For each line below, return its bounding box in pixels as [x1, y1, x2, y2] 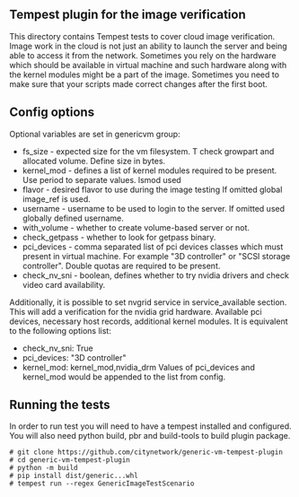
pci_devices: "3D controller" [22, 352, 128, 362]
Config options [9, 105, 95, 120]
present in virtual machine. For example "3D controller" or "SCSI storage [22, 250, 291, 261]
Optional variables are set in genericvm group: [9, 128, 181, 139]
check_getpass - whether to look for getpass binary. [22, 231, 216, 242]
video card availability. [22, 279, 106, 290]
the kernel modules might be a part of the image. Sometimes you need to [9, 69, 280, 80]
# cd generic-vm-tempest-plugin [9, 456, 130, 465]
